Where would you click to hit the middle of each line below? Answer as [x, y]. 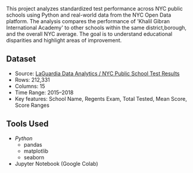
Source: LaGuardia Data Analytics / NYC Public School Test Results [97, 73]
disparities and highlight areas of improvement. [64, 40]
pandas [33, 144]
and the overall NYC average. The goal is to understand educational [89, 34]
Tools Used [27, 124]
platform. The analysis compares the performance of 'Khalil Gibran [88, 21]
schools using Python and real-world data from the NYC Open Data [89, 15]
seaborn [34, 157]
